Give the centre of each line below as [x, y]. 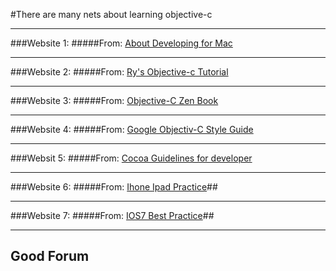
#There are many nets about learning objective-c [111, 14]
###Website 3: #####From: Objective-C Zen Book [114, 100]
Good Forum [50, 256]
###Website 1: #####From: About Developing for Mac [121, 43]
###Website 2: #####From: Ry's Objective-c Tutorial [119, 72]
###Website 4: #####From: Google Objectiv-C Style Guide [132, 129]
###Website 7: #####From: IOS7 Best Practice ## [112, 215]
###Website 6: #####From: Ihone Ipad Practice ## [114, 187]
